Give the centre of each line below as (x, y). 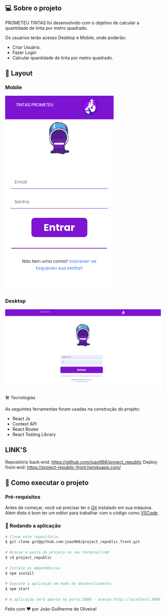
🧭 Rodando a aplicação (33, 526)
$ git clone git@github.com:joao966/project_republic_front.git (73, 542)
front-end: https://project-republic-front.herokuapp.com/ (63, 467)
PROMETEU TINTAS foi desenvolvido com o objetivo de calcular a (72, 23)
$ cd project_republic (28, 557)
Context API (24, 424)
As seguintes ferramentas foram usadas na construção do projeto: (73, 409)
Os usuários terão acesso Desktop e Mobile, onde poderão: (66, 37)
